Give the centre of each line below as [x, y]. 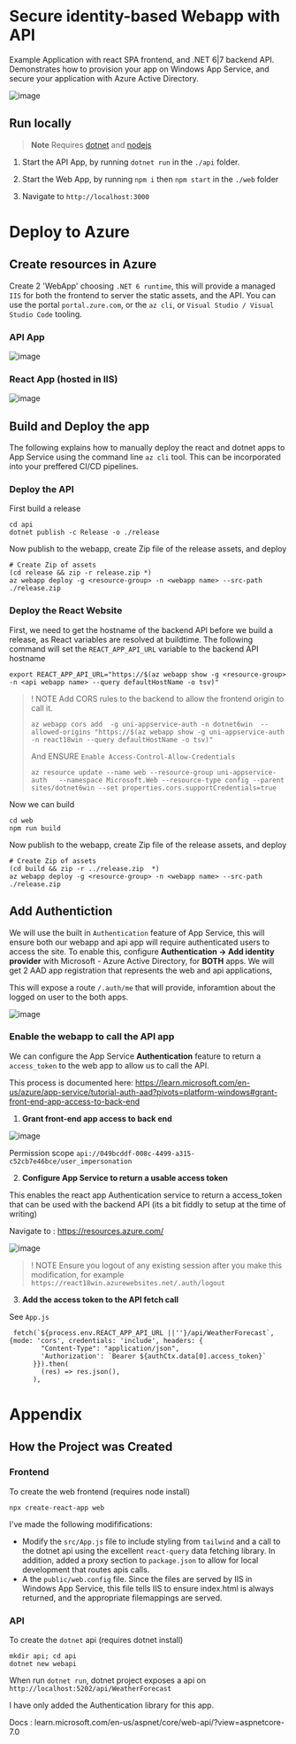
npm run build [35, 828]
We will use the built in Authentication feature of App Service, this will [137, 932]
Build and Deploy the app [80, 426]
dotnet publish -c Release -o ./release [85, 533]
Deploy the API [42, 490]
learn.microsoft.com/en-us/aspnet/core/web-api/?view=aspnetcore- [159, 1723]
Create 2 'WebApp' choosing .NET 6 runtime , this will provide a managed [142, 286]
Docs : [21, 1723]
